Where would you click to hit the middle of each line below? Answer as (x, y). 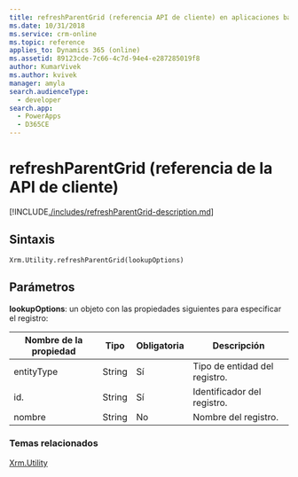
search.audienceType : (49, 91)
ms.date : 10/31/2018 (47, 26)
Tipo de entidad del (233, 366)
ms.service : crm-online (53, 34)
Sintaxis (32, 240)
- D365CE (33, 125)
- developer (39, 100)
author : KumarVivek (45, 67)
